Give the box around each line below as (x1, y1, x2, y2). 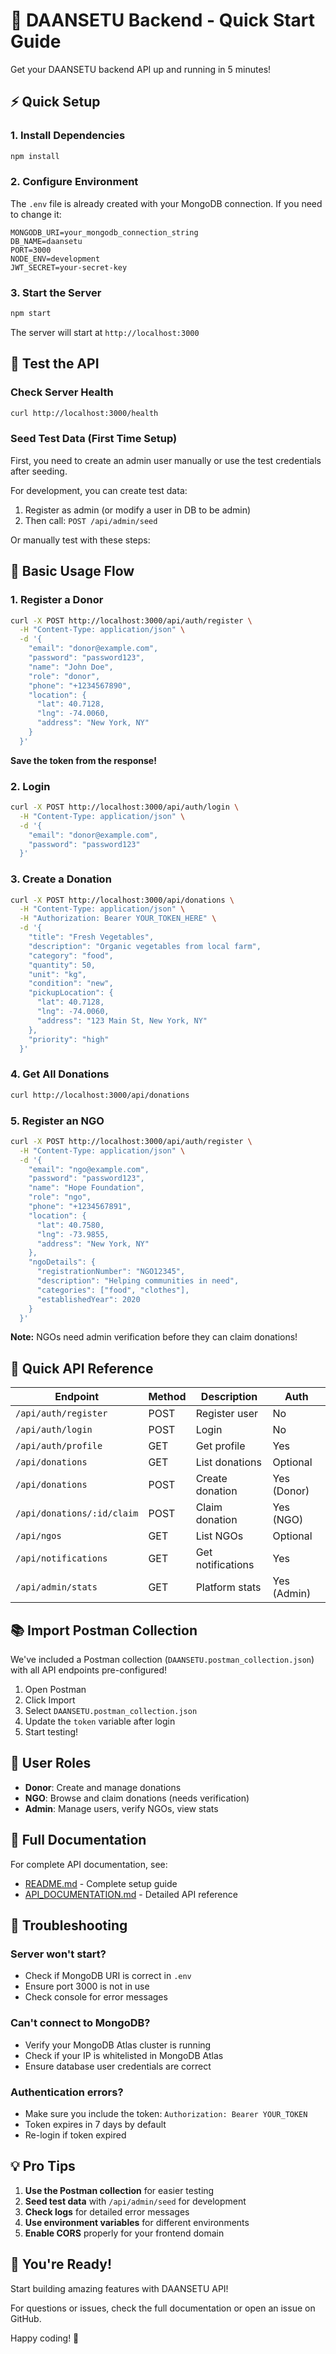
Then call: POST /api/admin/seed (24, 514, 158, 526)
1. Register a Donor (10, 593, 104, 607)
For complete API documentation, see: (10, 1858, 168, 1870)
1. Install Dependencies (10, 129, 126, 143)
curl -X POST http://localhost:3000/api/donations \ (10, 895, 235, 905)
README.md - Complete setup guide (24, 1877, 178, 1889)
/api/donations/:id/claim (15, 1508, 139, 1519)
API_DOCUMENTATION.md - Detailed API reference (24, 1888, 238, 1900)
